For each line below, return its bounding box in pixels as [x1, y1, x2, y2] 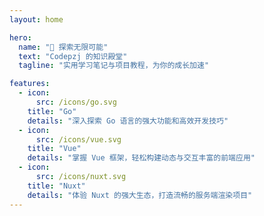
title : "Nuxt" [27, 181, 86, 191]
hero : [9, 32, 32, 43]
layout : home [9, 14, 64, 25]
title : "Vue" [27, 144, 82, 154]
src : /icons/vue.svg [35, 134, 122, 145]
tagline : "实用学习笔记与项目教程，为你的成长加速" [18, 61, 210, 71]
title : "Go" [27, 106, 77, 116]
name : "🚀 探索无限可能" [18, 42, 109, 52]
